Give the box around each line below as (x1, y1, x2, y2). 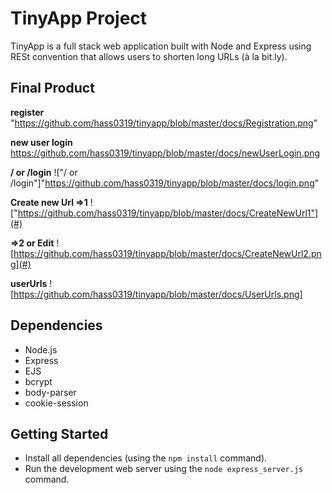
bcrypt (24, 375, 53, 387)
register (10, 106, 45, 118)
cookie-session (24, 397, 89, 409)
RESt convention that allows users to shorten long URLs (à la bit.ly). (10, 50, 288, 62)
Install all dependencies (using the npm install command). (24, 452, 268, 464)
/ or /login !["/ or (10, 166, 78, 178)
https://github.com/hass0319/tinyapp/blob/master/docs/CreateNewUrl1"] (17, 207, 319, 219)
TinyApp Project (10, 7, 148, 30)
